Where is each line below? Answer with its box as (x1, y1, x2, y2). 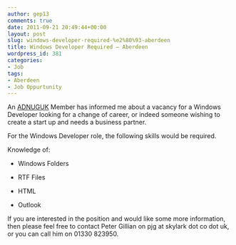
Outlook (17, 201, 41, 209)
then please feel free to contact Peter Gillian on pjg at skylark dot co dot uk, (7, 222, 230, 231)
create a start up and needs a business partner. (7, 118, 147, 127)
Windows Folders (17, 160, 69, 168)
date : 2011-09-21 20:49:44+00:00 (7, 24, 107, 31)
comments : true (7, 17, 53, 24)
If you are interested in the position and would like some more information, (7, 214, 226, 223)
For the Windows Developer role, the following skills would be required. (7, 132, 217, 140)
